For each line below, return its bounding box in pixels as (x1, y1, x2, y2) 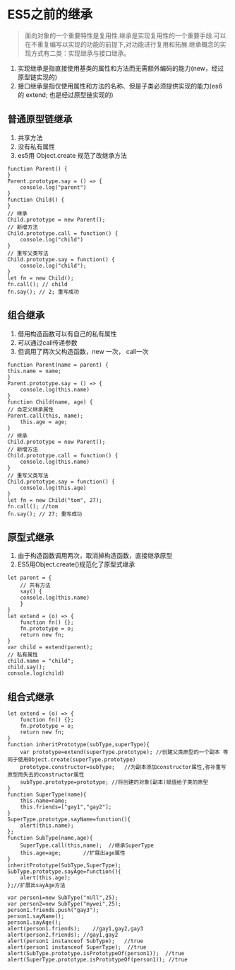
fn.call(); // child (7, 280, 68, 287)
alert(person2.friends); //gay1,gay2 (7, 932, 119, 939)
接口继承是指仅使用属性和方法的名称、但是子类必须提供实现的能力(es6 (17, 81, 223, 90)
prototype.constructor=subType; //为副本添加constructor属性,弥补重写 (20, 764, 227, 771)
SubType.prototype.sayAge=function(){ (7, 868, 121, 875)
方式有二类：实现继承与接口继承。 (30, 49, 131, 57)
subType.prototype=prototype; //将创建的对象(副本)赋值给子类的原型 (20, 779, 209, 786)
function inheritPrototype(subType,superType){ (7, 741, 150, 748)
